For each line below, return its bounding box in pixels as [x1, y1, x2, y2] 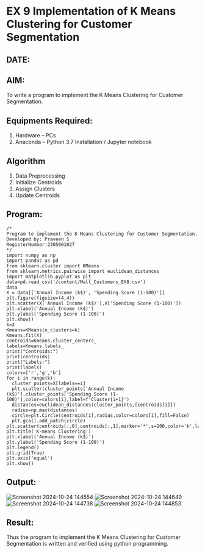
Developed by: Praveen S [6, 236, 70, 242]
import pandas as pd [6, 258, 59, 264]
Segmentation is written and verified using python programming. [6, 540, 169, 548]
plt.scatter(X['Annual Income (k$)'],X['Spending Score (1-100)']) [6, 300, 182, 306]
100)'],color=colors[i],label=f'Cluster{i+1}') [6, 396, 130, 402]
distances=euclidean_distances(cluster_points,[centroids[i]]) [12, 402, 176, 408]
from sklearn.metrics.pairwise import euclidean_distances [6, 268, 160, 274]
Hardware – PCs [15, 132, 56, 139]
